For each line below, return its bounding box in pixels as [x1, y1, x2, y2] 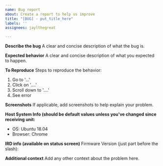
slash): [5, 146, 19, 152]
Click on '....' [12, 82, 37, 88]
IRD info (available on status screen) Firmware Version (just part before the [5, 141, 158, 147]
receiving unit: [5, 117, 36, 122]
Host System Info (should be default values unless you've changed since [5, 111, 157, 118]
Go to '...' [12, 77, 30, 83]
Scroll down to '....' [12, 87, 50, 93]
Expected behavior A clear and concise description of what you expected [5, 52, 155, 59]
